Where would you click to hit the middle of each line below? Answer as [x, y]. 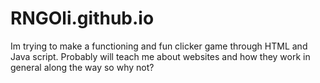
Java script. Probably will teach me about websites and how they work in [160, 56]
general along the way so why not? [82, 67]
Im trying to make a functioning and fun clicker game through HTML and [159, 46]
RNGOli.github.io [82, 18]
